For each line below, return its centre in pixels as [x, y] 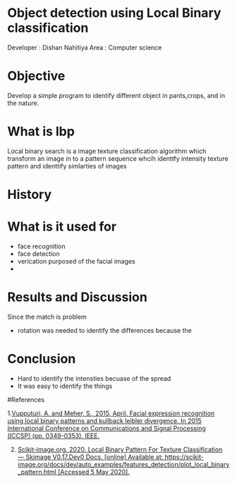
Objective [36, 76]
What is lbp [41, 132]
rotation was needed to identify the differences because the [104, 330]
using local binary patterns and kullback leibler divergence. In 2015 [105, 420]
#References [26, 399]
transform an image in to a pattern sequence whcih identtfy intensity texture [118, 158]
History [30, 195]
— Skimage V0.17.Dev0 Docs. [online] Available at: [90, 457]
